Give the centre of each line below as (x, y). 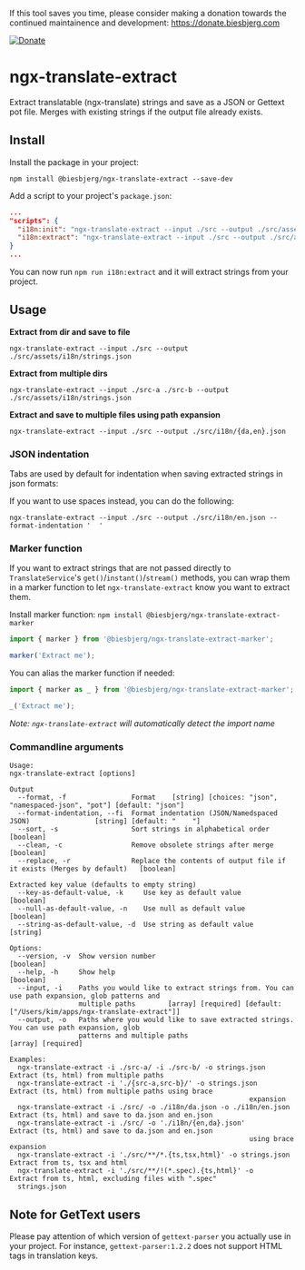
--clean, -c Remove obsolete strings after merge (146, 845)
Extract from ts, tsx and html (69, 1163)
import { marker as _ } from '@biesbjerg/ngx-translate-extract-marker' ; (152, 690)
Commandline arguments (67, 746)
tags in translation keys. (54, 1255)
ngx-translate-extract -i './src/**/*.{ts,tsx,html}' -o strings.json (154, 1155)
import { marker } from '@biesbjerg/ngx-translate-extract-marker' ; (142, 639)
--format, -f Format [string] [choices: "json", (148, 798)
